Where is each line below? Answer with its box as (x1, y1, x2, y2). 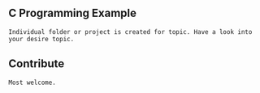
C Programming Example (8, 6, 136, 20)
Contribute (8, 57, 65, 71)
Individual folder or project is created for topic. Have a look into (8, 27, 253, 36)
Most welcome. (8, 78, 57, 87)
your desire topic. (8, 35, 75, 43)
